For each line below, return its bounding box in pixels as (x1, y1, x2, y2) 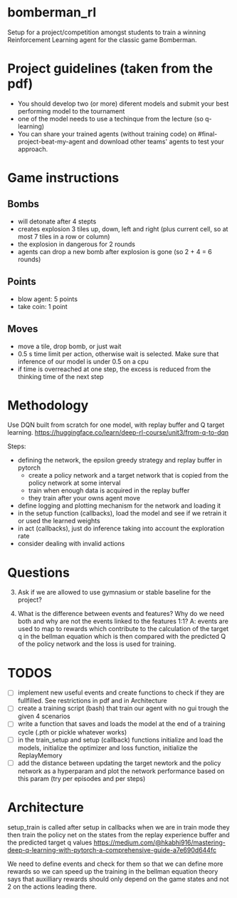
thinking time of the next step (17, 372, 105, 380)
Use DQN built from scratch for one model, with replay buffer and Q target (7, 420, 225, 429)
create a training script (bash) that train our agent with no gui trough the (17, 704, 229, 712)
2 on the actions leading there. (7, 882, 98, 891)
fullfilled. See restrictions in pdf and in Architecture (17, 697, 167, 705)
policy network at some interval (28, 479, 121, 488)
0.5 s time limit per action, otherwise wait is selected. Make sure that (17, 349, 219, 358)
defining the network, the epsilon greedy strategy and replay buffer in (17, 456, 222, 465)
